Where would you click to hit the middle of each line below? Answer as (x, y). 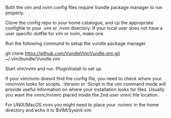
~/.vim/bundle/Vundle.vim (33, 59)
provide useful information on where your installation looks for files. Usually (85, 89)
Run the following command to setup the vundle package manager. (76, 43)
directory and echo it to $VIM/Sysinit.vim (48, 110)
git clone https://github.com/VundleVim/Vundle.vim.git (63, 53)
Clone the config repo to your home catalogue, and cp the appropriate (79, 23)
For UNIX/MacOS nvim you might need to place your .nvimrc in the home (82, 105)
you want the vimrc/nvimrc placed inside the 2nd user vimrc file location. (82, 95)
